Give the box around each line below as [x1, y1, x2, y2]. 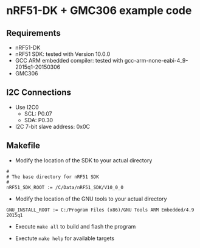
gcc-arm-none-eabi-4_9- [124, 57, 188, 64]
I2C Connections [6, 88, 72, 98]
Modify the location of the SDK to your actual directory [15, 156, 153, 164]
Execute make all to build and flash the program [15, 222, 136, 230]
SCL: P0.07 [24, 110, 53, 117]
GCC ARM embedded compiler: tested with [15, 57, 123, 64]
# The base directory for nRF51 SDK [6, 174, 99, 180]
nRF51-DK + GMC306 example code [6, 4, 192, 18]
